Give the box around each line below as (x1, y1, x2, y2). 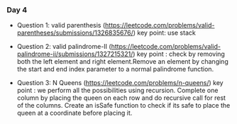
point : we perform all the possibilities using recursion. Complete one (16, 86, 219, 95)
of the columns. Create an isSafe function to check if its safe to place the (16, 101, 231, 110)
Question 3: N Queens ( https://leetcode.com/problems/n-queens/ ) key (16, 79, 224, 87)
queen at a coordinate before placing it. (16, 108, 133, 118)
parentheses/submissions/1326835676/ (16, 28, 134, 37)
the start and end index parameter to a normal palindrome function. (16, 65, 214, 74)
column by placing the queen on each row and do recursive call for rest (16, 94, 226, 102)
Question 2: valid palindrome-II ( (16, 43, 111, 51)
